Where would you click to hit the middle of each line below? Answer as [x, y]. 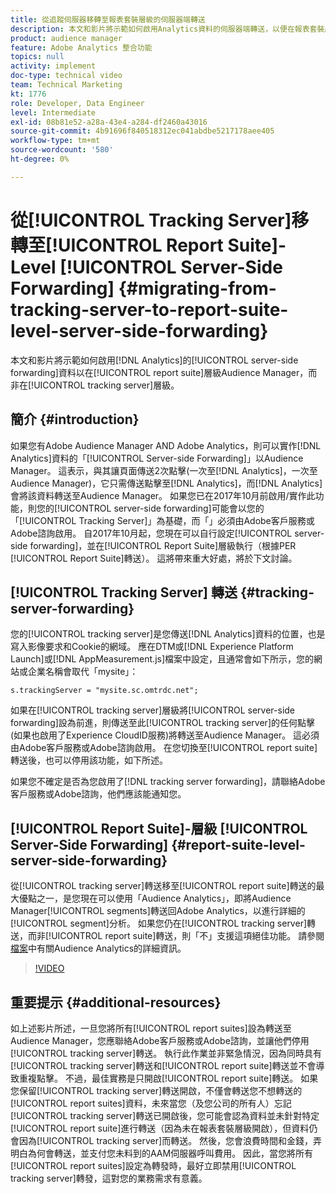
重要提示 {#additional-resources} [116, 1002]
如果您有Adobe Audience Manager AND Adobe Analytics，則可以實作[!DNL [166, 445]
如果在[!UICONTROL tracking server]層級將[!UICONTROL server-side [153, 710]
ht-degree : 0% [40, 159]
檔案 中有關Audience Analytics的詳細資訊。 [98, 948]
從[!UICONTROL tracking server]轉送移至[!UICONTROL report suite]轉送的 [163, 886]
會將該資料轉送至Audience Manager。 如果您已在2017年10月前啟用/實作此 [163, 495]
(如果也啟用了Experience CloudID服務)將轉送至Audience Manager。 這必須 [165, 735]
